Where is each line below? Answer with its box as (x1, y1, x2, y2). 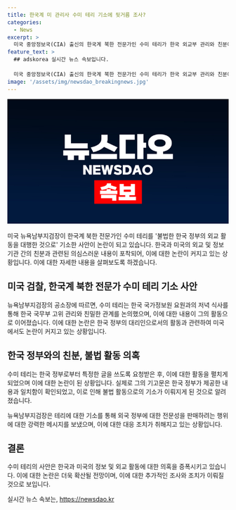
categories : (7, 18, 42, 26)
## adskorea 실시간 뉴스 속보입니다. (13, 56, 110, 63)
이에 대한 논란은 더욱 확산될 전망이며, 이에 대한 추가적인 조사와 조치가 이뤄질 (16, 471, 225, 480)
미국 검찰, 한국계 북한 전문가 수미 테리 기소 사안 (7, 280, 198, 292)
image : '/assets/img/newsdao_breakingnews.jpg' (7, 78, 150, 85)
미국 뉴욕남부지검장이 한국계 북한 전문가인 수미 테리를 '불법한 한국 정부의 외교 (7, 232, 219, 240)
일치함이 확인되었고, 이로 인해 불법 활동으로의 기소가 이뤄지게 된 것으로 (20, 387, 214, 396)
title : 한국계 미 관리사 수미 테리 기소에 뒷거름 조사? (7, 11, 146, 18)
